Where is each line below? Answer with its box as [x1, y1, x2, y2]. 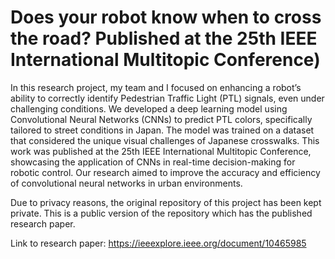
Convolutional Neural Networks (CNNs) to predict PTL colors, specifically [10, 113, 313, 125]
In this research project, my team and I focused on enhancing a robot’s [10, 81, 302, 93]
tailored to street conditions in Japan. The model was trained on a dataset [10, 124, 315, 136]
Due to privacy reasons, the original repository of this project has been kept [10, 196, 322, 208]
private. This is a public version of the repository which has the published [10, 207, 313, 219]
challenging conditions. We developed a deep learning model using [10, 102, 288, 115]
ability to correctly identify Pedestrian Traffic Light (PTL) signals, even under [10, 92, 325, 104]
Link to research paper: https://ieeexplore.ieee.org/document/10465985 [10, 237, 307, 249]
